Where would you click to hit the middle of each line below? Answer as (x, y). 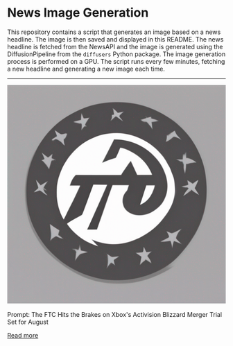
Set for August (28, 322)
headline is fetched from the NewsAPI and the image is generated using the (115, 46)
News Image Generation (78, 13)
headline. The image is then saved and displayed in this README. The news (115, 39)
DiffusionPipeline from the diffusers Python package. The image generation (116, 54)
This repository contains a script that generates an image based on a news (114, 32)
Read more (23, 335)
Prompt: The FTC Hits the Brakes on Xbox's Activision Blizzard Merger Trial (115, 314)
